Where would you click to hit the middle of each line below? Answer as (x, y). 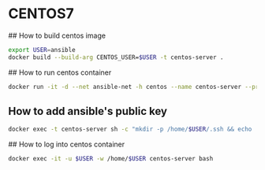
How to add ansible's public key (88, 111)
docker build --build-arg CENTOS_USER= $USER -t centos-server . (116, 57)
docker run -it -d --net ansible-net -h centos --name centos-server (125, 87)
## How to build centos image (57, 35)
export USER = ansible (42, 50)
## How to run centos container (60, 72)
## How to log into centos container (66, 144)
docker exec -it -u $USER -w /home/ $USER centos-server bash (111, 159)
